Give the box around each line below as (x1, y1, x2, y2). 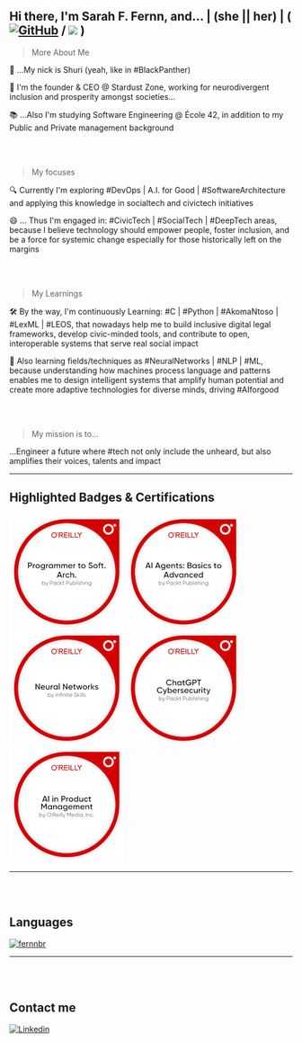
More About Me (31, 47, 90, 58)
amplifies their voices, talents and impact (9, 455, 162, 466)
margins (9, 244, 40, 254)
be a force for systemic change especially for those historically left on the (9, 234, 282, 245)
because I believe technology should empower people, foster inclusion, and (9, 224, 290, 235)
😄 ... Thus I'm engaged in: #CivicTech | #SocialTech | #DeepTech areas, (9, 215, 278, 226)
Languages (9, 914, 74, 931)
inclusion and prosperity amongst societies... (9, 91, 176, 102)
